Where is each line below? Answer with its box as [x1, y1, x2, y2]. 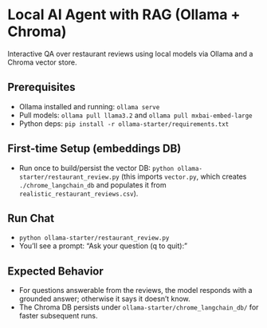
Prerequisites [7, 81, 76, 94]
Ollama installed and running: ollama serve [18, 101, 160, 111]
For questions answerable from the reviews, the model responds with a [18, 286, 253, 295]
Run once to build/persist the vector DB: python [18, 163, 175, 172]
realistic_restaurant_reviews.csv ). [18, 188, 139, 198]
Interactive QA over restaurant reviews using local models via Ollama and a [7, 49, 253, 58]
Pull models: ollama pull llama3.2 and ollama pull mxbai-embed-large [18, 110, 253, 120]
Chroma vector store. [7, 57, 77, 67]
